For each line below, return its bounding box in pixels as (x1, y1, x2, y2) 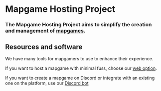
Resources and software (5, 43, 83, 51)
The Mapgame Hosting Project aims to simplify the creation (5, 21, 152, 28)
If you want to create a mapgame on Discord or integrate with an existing (5, 75, 155, 81)
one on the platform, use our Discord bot (5, 80, 89, 86)
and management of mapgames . (5, 27, 86, 34)
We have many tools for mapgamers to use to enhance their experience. (5, 55, 154, 61)
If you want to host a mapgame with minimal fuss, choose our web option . (5, 65, 157, 71)
